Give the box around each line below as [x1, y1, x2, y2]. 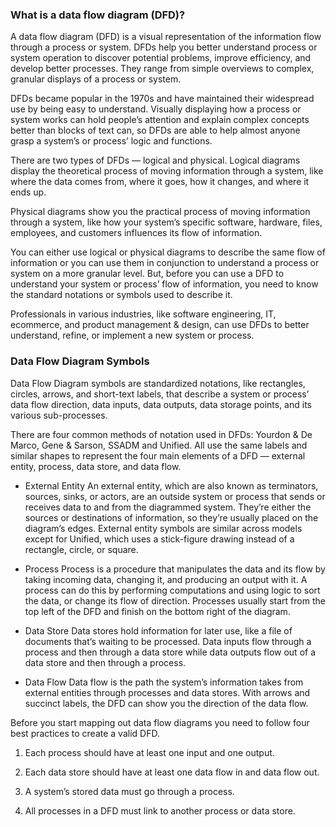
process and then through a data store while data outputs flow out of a [24, 646, 317, 658]
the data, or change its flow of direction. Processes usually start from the [24, 594, 326, 607]
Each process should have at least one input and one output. [24, 746, 275, 758]
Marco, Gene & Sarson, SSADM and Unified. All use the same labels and [10, 439, 308, 451]
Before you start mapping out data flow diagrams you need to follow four [10, 716, 310, 728]
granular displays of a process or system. [10, 73, 182, 85]
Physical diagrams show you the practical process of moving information [10, 206, 311, 218]
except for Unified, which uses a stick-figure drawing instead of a [24, 533, 295, 545]
